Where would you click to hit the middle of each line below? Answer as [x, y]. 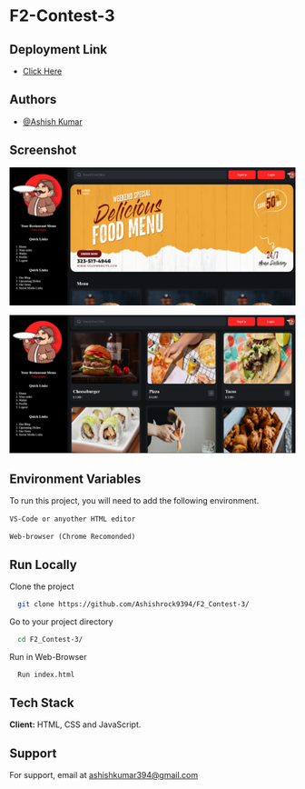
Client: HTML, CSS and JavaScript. [75, 724]
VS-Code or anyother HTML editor [73, 519]
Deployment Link [58, 50]
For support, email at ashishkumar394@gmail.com [103, 775]
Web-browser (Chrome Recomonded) [73, 537]
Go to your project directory [61, 621]
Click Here [42, 71]
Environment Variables [75, 479]
